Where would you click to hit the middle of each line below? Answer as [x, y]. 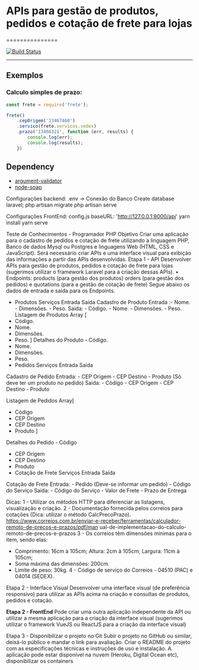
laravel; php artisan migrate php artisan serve [62, 205]
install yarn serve [27, 223]
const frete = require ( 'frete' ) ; [47, 105]
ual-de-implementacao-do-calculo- [143, 527]
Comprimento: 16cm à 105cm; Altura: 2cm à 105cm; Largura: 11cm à [97, 551]
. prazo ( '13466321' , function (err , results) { [75, 132]
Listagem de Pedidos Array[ [40, 401]
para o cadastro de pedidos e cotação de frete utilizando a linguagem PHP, [98, 240]
